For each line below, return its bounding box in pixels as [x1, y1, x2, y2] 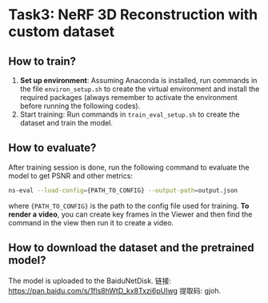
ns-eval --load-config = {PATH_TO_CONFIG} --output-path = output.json [8, 186, 238, 194]
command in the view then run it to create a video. [8, 217, 174, 227]
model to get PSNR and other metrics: [8, 170, 134, 181]
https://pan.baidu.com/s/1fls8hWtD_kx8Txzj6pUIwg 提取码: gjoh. [8, 285, 222, 295]
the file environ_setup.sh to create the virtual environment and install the [19, 84, 260, 94]
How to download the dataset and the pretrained [8, 241, 254, 255]
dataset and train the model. [19, 118, 114, 127]
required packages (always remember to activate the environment [19, 93, 238, 102]
